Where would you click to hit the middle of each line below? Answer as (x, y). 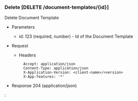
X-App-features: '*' (44, 77)
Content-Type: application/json (56, 68)
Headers (27, 55)
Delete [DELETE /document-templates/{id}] (57, 7)
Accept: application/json (49, 64)
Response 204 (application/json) (44, 86)
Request (20, 46)
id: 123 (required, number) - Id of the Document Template (76, 36)
